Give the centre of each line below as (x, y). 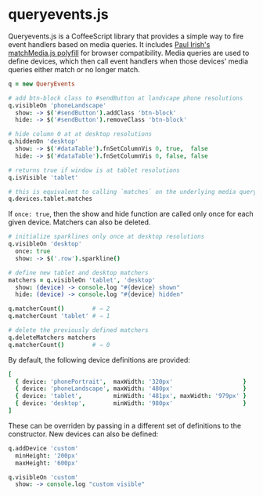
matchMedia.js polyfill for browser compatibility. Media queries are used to (129, 53)
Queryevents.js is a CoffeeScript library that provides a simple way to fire (126, 36)
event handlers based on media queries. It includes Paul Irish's (109, 44)
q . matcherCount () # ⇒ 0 (59, 345)
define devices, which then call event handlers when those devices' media (128, 61)
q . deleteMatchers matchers (52, 337)
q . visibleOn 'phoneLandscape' (58, 105)
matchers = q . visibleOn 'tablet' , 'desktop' (82, 280)
